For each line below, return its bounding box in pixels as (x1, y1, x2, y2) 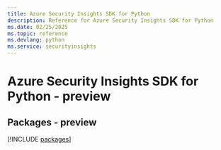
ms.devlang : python (7, 37, 65, 44)
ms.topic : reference (7, 30, 69, 37)
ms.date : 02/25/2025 (7, 23, 69, 30)
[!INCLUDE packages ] (7, 135, 72, 143)
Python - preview (7, 89, 111, 104)
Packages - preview (7, 116, 97, 128)
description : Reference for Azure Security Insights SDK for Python (7, 17, 214, 24)
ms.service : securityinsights (7, 43, 97, 50)
